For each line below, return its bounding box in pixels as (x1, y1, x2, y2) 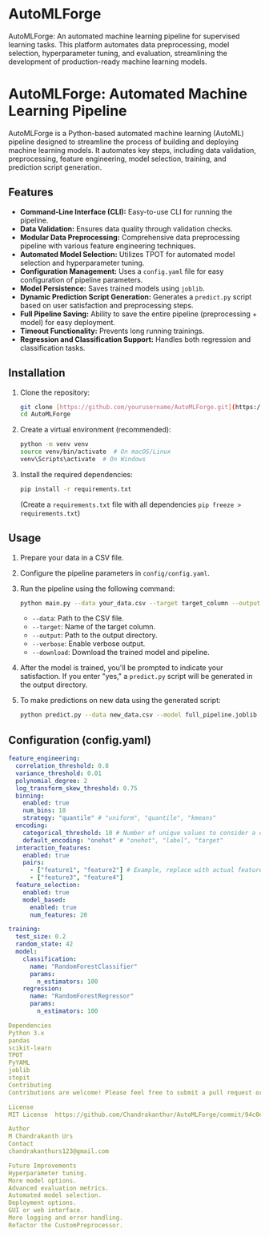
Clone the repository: (19, 388, 90, 397)
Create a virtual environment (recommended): (19, 425, 171, 435)
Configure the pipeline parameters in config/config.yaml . (19, 568, 210, 577)
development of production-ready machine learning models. (8, 57, 207, 66)
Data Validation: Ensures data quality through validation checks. (19, 223, 234, 233)
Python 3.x (8, 1029, 45, 1037)
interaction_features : (15, 844, 91, 852)
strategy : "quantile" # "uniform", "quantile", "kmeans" (22, 814, 217, 822)
